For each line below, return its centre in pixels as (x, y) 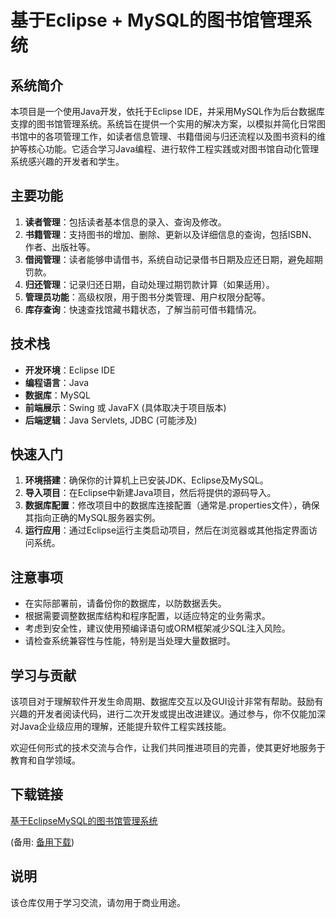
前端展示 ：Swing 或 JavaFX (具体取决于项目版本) (125, 407)
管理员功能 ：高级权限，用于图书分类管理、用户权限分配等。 (147, 297)
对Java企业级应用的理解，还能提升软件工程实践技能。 (121, 727)
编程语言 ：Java (57, 382)
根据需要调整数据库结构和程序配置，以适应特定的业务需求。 (147, 616)
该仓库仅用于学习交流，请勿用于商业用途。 (98, 902)
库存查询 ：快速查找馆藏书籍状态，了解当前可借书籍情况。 (143, 309)
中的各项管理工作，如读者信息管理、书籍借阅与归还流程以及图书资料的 (172, 136)
